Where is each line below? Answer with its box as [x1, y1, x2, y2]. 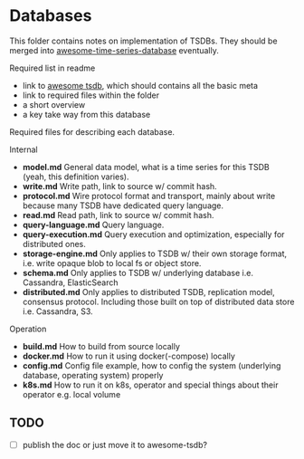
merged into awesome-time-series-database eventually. [9, 44, 220, 55]
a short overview [22, 99, 86, 110]
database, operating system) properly [22, 369, 164, 380]
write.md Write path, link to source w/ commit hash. [22, 180, 217, 191]
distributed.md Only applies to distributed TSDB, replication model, [22, 286, 276, 297]
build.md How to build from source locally [22, 340, 181, 351]
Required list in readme [9, 62, 96, 73]
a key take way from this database [22, 109, 151, 120]
